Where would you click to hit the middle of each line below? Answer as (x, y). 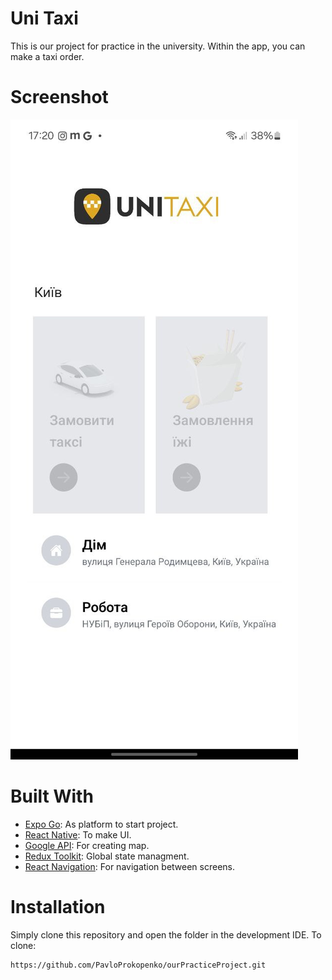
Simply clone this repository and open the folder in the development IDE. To (166, 934)
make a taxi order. (47, 56)
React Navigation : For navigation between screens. (130, 866)
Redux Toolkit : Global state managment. (107, 856)
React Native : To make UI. (78, 834)
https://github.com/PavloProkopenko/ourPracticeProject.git (138, 965)
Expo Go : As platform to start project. (101, 824)
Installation (58, 907)
